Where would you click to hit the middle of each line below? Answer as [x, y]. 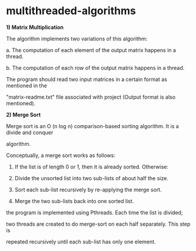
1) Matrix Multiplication [35, 27]
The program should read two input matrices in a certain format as [87, 79]
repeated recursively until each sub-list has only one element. [81, 242]
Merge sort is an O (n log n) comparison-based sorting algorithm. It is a [93, 126]
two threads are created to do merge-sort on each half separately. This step [98, 224]
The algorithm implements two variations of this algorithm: [77, 38]
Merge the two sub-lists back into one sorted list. [74, 201]
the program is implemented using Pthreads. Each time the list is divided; [94, 212]
